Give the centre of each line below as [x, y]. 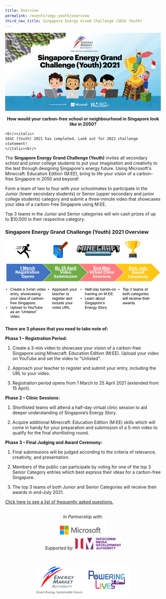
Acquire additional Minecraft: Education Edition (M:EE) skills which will [84, 422]
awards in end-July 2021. [38, 492]
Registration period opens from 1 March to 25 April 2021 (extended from [85, 383]
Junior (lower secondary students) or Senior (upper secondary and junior [80, 194]
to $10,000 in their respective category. [45, 219]
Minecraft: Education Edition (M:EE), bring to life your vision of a [70, 174]
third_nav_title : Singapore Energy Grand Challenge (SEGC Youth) [74, 21]
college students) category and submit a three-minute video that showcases [83, 199]
